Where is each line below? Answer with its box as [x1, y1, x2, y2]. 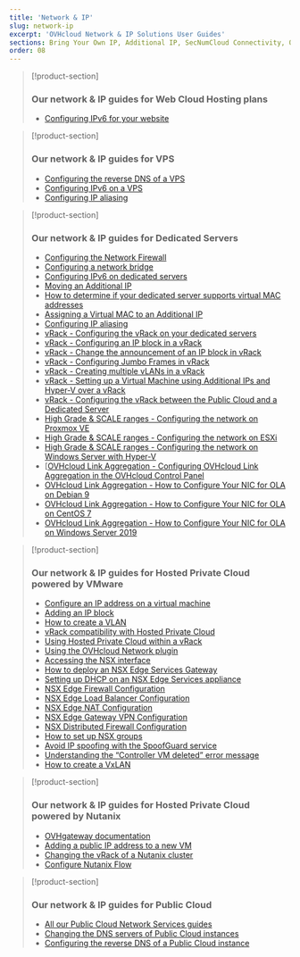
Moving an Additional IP [44, 280, 132, 291]
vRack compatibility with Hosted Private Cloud [44, 627, 216, 637]
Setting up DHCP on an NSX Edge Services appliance [44, 674, 242, 685]
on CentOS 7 [44, 508, 92, 519]
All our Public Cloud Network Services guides [44, 919, 212, 929]
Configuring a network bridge [44, 262, 154, 272]
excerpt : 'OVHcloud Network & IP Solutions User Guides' [9, 29, 226, 38]
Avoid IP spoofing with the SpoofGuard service [44, 740, 217, 751]
